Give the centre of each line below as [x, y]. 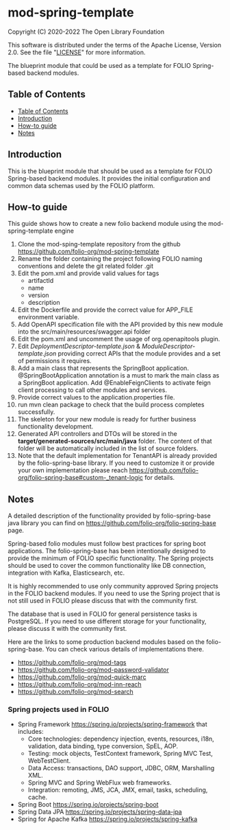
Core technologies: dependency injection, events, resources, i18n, [121, 739]
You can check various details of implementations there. [125, 649]
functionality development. [55, 426]
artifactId [41, 281]
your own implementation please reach [73, 470]
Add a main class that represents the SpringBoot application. [103, 368]
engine [64, 231]
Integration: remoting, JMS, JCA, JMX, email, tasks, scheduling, [118, 790]
